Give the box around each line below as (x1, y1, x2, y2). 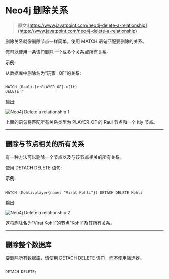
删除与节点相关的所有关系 (5, 140, 84, 148)
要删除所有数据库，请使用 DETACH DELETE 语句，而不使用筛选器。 (5, 255, 145, 261)
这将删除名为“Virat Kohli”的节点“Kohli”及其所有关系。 (5, 220, 115, 226)
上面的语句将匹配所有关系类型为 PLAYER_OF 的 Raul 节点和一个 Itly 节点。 (5, 119, 158, 125)
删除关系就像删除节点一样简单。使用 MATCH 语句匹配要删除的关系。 (5, 38, 147, 44)
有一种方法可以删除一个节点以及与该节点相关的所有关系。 (5, 154, 124, 160)
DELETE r (5, 89, 24, 94)
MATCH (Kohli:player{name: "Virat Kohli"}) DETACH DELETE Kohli (5, 190, 143, 195)
